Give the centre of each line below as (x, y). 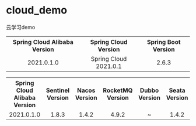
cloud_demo (37, 10)
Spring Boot (164, 42)
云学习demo (21, 27)
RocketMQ (118, 90)
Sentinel (58, 90)
